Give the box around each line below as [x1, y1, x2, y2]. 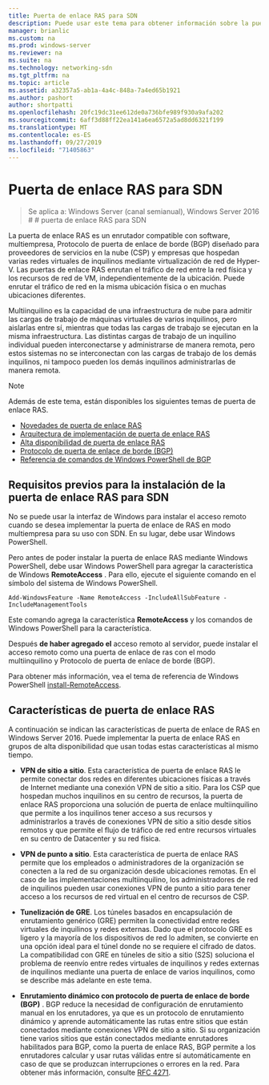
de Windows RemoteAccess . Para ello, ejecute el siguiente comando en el [8, 570, 256, 579]
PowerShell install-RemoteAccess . [8, 680, 122, 690]
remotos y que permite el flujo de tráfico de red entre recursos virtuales [19, 825, 257, 834]
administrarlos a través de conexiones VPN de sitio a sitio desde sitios [19, 817, 252, 826]
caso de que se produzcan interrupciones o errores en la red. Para [19, 1059, 240, 1068]
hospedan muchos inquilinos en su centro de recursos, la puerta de [19, 791, 243, 801]
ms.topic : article [8, 79, 70, 87]
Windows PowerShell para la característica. [8, 623, 152, 633]
